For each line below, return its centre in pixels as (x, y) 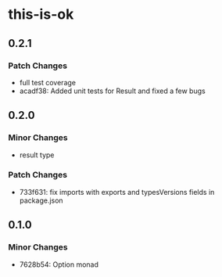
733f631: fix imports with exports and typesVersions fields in (117, 192)
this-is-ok (41, 14)
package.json (41, 200)
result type (37, 155)
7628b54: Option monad (59, 264)
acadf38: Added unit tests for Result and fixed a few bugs (112, 91)
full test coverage (48, 82)
